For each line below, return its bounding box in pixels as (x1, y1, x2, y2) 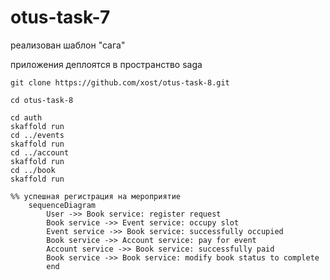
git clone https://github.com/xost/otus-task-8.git (10, 77, 230, 88)
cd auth (10, 112, 43, 123)
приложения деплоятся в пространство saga (10, 58, 203, 70)
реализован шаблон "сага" (10, 39, 126, 51)
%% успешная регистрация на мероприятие (10, 191, 182, 201)
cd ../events (10, 130, 65, 140)
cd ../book (10, 165, 56, 175)
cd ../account (10, 147, 70, 158)
